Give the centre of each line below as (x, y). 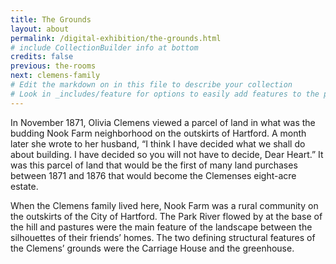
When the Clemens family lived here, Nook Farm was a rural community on (164, 205)
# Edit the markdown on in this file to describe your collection (151, 85)
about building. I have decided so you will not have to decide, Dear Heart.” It (167, 154)
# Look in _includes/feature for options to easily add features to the (165, 94)
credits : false (42, 57)
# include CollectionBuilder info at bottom (104, 47)
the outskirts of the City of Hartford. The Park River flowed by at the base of (166, 216)
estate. (24, 186)
